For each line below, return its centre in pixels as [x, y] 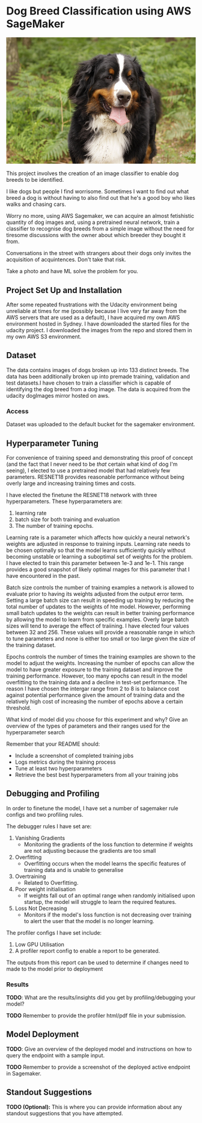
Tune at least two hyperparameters [58, 768]
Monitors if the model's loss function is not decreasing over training [108, 914]
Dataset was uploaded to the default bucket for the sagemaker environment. [101, 424]
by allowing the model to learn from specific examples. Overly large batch [98, 619]
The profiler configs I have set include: [54, 933]
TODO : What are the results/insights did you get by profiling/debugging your [101, 998]
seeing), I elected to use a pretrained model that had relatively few [88, 470]
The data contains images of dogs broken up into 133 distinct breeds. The [98, 370]
